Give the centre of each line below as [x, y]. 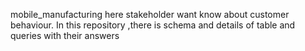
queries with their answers [65, 35]
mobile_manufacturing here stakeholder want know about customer [150, 14]
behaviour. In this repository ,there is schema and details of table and [153, 25]
